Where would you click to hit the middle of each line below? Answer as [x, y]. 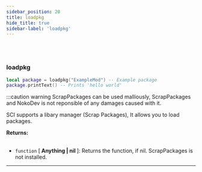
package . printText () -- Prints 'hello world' [64, 85]
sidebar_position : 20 [33, 12]
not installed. [31, 157]
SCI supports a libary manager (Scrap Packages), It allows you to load [93, 115]
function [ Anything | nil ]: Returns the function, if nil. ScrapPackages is [104, 151]
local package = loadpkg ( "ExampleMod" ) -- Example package [82, 80]
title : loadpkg [25, 17]
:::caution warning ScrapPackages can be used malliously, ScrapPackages [99, 97]
